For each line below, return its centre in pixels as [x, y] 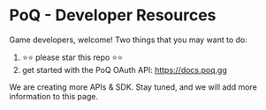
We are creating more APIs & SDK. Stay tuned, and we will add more [133, 87]
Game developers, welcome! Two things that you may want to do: [128, 40]
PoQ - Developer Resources [113, 15]
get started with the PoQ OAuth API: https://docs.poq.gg [125, 70]
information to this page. [54, 96]
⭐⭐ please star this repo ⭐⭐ [72, 57]
